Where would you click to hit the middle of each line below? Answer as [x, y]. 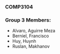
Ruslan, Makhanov [31, 46]
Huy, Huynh [24, 41]
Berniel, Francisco [30, 36]
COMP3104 [19, 7]
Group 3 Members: [28, 20]
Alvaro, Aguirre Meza [34, 31]
